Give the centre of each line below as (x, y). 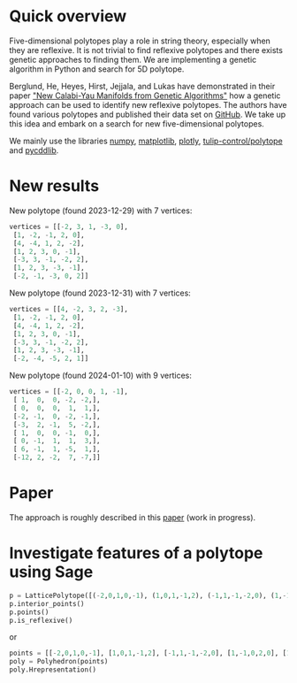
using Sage (51, 572)
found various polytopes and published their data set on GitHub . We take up (148, 114)
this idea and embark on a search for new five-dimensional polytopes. (137, 123)
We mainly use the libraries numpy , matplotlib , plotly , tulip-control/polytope (146, 141)
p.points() (29, 612)
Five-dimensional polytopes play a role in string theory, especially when (140, 41)
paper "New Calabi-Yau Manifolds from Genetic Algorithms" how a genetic (145, 96)
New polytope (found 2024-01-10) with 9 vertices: (100, 376)
